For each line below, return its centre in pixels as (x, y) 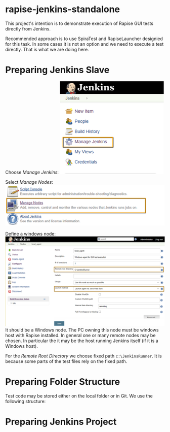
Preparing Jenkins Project (61, 422)
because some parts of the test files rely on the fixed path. (66, 361)
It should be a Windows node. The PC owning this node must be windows (82, 330)
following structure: (26, 401)
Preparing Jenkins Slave (57, 70)
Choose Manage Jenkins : (32, 172)
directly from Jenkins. (28, 28)
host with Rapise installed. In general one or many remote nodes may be (80, 336)
